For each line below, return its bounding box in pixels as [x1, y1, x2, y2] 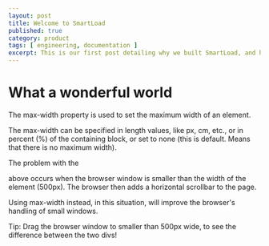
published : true [8, 26, 62, 34]
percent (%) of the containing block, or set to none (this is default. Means [8, 134, 251, 143]
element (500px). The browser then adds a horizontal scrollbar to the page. [8, 182, 257, 192]
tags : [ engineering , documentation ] [8, 42, 138, 50]
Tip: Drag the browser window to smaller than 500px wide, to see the [8, 221, 237, 231]
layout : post [8, 11, 52, 20]
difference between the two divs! [8, 230, 118, 240]
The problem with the [8, 158, 79, 167]
